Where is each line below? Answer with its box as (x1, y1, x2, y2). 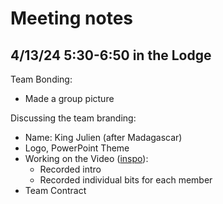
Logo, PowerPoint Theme (24, 142, 130, 154)
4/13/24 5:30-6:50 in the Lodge (10, 47, 212, 64)
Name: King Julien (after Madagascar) (24, 132, 183, 143)
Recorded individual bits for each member (39, 174, 213, 186)
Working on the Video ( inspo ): (24, 153, 149, 164)
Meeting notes (10, 7, 133, 30)
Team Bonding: (10, 73, 73, 85)
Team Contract (24, 185, 87, 196)
